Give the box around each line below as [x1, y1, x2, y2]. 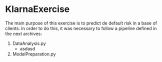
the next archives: [5, 30, 42, 36]
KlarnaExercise [5, 3, 70, 15]
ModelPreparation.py [12, 51, 56, 57]
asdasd [19, 45, 35, 51]
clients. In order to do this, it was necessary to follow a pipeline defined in [5, 25, 157, 31]
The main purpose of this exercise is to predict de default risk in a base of [5, 20, 157, 26]
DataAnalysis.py [12, 40, 46, 46]
